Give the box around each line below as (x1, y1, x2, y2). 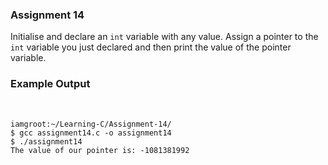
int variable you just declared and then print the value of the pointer (10, 41, 292, 53)
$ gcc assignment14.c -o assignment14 (10, 128, 172, 138)
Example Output (10, 77, 91, 91)
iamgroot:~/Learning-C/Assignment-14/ (10, 119, 172, 129)
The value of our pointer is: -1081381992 (10, 145, 190, 155)
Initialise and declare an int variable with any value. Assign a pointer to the (10, 31, 319, 43)
